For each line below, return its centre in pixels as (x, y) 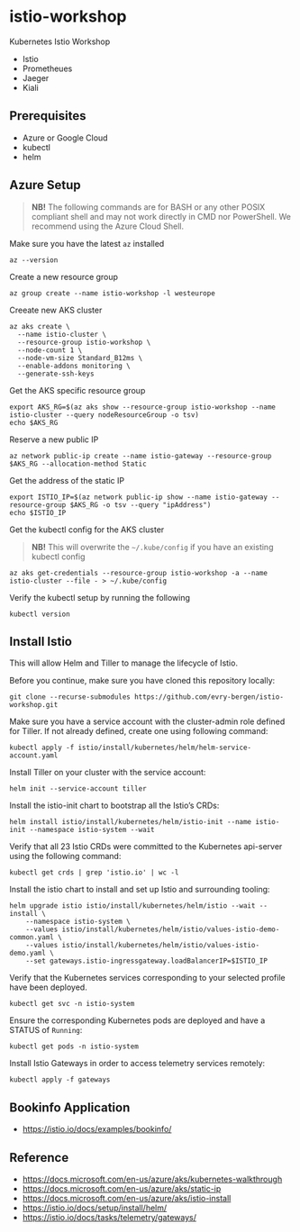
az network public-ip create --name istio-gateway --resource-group (141, 456)
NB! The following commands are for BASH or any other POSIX (148, 207)
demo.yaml (28, 953)
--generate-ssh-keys (56, 374)
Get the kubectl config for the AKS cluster (87, 530)
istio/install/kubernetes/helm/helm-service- (165, 748)
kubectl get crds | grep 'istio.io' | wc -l (94, 873)
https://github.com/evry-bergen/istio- (209, 697)
